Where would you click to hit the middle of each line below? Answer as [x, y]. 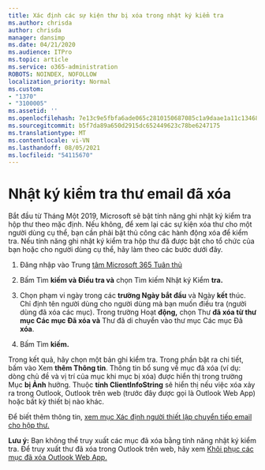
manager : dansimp [37, 38]
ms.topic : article [38, 60]
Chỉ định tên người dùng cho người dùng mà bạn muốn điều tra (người [133, 304]
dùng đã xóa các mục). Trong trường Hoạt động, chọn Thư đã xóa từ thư [138, 312]
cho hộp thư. [29, 425]
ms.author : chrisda [40, 23]
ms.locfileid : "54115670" [50, 155]
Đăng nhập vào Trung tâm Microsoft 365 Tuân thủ [101, 265]
